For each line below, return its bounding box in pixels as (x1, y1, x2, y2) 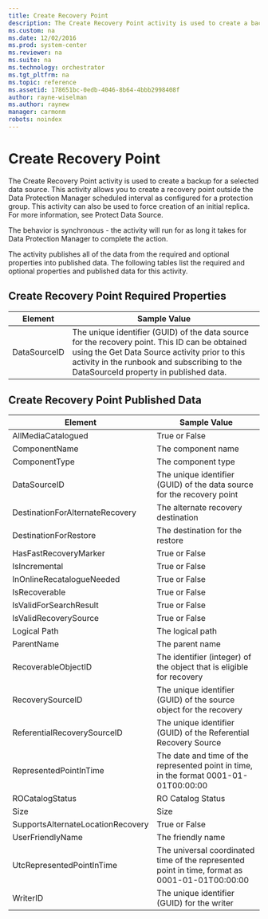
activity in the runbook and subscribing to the (72, 356, 242, 367)
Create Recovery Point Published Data (8, 394, 202, 407)
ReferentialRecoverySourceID (12, 727, 124, 738)
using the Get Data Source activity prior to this (72, 346, 246, 357)
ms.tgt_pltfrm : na (8, 71, 69, 79)
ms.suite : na (8, 57, 52, 65)
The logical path (156, 626, 218, 637)
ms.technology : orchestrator (8, 64, 105, 72)
